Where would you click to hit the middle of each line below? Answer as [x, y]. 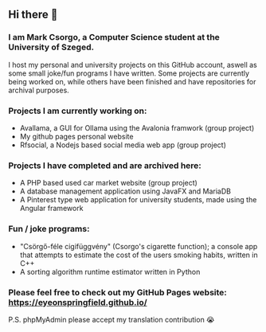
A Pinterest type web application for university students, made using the [138, 200]
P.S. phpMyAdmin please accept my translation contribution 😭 [111, 319]
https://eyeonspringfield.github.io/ [78, 302]
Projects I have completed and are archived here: [105, 166]
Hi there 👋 [33, 15]
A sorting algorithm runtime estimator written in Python [110, 271]
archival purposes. [39, 90]
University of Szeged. [51, 47]
